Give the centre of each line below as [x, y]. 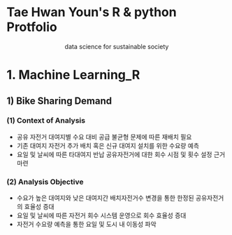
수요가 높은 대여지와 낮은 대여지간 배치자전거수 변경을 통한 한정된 [105, 198]
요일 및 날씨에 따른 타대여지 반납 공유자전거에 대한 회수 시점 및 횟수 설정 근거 [121, 154]
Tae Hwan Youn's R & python [92, 12]
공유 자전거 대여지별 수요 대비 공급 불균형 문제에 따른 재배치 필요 [104, 137]
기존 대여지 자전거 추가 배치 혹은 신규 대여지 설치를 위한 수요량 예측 [108, 145]
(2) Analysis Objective [45, 182]
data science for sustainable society [117, 46]
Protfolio [32, 27]
